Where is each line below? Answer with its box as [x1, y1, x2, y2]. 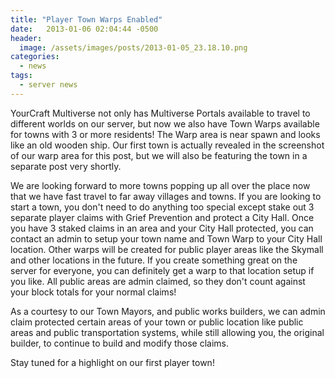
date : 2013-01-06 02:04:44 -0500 [10, 24, 159, 34]
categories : [10, 52, 60, 62]
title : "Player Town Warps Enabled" [10, 14, 163, 25]
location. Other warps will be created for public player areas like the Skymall [10, 243, 324, 255]
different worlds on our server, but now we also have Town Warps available [10, 117, 320, 130]
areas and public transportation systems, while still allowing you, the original [10, 326, 325, 338]
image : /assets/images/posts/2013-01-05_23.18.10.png [19, 42, 248, 53]
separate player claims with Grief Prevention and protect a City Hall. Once [10, 211, 315, 223]
